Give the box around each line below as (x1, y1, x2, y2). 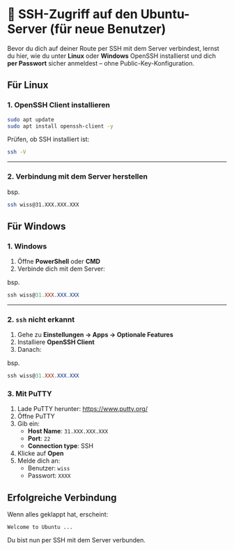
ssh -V (7, 149, 26, 156)
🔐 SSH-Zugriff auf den (7, 6, 138, 22)
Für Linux (7, 80, 49, 91)
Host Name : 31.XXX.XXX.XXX (27, 427, 109, 436)
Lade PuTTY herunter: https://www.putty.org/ (17, 405, 148, 413)
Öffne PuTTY (17, 412, 56, 421)
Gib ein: (17, 419, 40, 428)
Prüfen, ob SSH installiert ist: (7, 135, 90, 144)
